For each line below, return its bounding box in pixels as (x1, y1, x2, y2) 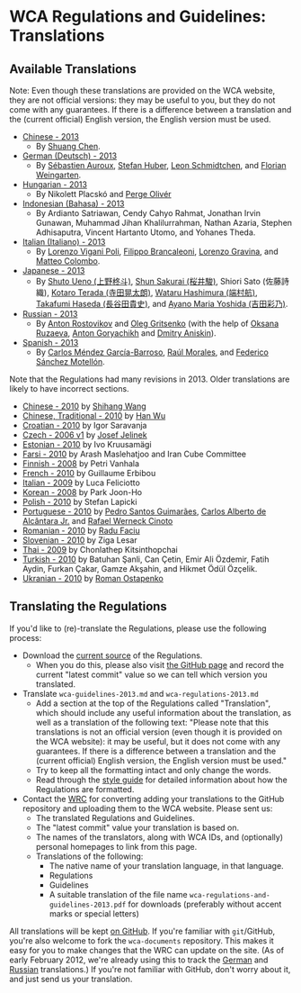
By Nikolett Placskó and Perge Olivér (35, 189, 173, 199)
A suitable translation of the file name (49, 889, 188, 899)
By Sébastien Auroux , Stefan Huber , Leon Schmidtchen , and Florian (35, 160, 287, 170)
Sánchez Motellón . (35, 357, 105, 366)
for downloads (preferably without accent (128, 898, 282, 909)
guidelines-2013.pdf (49, 900, 127, 909)
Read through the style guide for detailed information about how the (35, 774, 288, 785)
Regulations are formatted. (35, 783, 135, 794)
